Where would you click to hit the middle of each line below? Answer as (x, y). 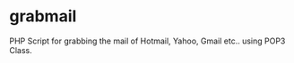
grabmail (43, 16)
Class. (21, 50)
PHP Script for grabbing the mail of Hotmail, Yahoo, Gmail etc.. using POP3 (147, 41)
